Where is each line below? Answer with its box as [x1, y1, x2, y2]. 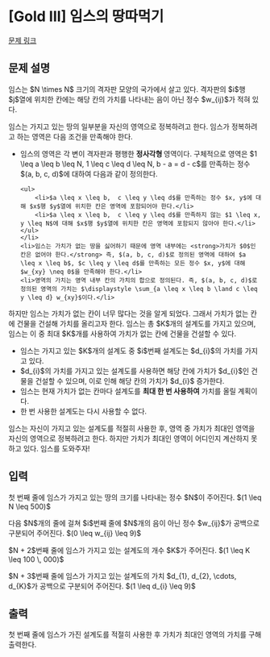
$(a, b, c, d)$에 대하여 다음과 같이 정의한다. [19, 168, 159, 178]
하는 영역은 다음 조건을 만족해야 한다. [16, 131, 133, 141]
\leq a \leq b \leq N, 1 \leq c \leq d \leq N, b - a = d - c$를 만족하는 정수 [19, 159, 251, 168]
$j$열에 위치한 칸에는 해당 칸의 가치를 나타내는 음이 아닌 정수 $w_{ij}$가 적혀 [8, 94, 251, 104]
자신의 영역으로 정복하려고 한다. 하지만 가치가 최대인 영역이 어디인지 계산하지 [8, 433, 250, 443]
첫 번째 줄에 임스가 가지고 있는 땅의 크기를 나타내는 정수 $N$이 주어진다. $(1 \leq [8, 493, 262, 502]
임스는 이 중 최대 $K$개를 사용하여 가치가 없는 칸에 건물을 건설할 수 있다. [8, 328, 237, 339]
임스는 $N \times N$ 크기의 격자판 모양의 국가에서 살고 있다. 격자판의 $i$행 [8, 84, 246, 94]
